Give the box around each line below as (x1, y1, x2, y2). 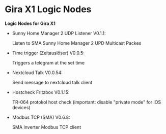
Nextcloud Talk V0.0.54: (12, 70, 63, 76)
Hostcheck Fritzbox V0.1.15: (12, 89, 70, 95)
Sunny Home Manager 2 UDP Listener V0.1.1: (12, 30, 106, 36)
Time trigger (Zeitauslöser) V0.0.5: (12, 50, 85, 56)
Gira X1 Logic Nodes (5, 4, 92, 15)
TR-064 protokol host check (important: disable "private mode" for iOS (12, 99, 161, 105)
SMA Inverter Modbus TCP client (12, 124, 81, 130)
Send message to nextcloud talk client (12, 79, 93, 85)
